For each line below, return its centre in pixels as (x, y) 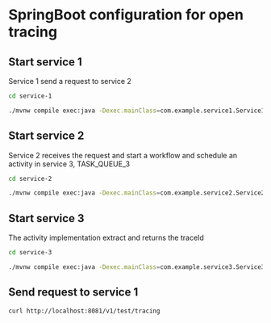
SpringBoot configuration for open (126, 15)
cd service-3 (30, 253)
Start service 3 (46, 218)
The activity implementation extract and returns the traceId (106, 238)
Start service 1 (45, 62)
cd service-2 (30, 178)
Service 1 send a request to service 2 (70, 81)
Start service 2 (46, 136)
